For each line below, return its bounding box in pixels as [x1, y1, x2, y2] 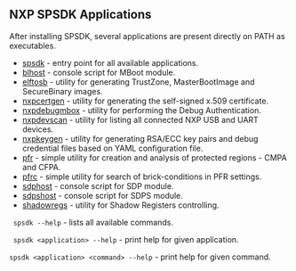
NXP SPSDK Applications [9, 7, 152, 22]
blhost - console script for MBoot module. [21, 67, 176, 78]
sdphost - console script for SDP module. [21, 180, 174, 191]
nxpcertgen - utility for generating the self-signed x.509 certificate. [21, 95, 269, 106]
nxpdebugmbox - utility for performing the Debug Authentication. [21, 104, 262, 115]
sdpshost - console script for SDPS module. [21, 190, 184, 201]
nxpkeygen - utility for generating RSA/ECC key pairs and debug [21, 133, 259, 144]
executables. [9, 40, 56, 51]
